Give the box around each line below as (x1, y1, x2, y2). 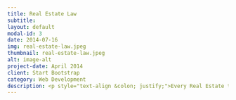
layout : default (7, 23, 55, 30)
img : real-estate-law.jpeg (7, 43, 86, 50)
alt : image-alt (7, 56, 52, 63)
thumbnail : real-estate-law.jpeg (7, 50, 105, 57)
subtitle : (7, 17, 37, 24)
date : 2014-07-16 (7, 37, 58, 44)
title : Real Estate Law (7, 10, 77, 18)
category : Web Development (7, 75, 86, 83)
